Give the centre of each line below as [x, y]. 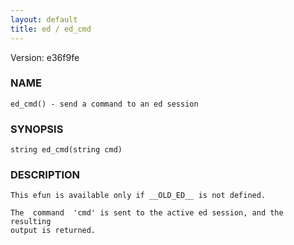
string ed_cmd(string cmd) [66, 150]
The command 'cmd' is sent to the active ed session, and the [147, 213]
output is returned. [53, 231]
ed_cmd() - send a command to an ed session [104, 104]
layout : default [44, 19]
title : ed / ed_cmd [51, 29]
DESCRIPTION [45, 175]
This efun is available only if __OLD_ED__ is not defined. [138, 196]
